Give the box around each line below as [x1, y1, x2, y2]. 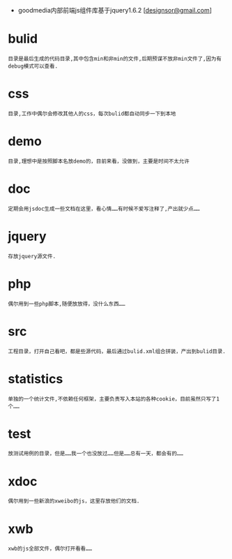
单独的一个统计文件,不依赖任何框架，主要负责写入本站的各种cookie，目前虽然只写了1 [8, 395, 220, 403]
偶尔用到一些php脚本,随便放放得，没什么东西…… [8, 300, 125, 307]
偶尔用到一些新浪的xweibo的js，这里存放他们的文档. [8, 498, 140, 505]
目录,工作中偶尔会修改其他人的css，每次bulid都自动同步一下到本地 [8, 110, 176, 117]
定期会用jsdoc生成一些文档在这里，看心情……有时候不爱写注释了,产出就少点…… [8, 205, 201, 212]
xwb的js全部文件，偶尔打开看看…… [8, 545, 93, 553]
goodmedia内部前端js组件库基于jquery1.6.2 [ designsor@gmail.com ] [17, 6, 212, 14]
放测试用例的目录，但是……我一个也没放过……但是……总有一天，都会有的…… [8, 450, 184, 457]
